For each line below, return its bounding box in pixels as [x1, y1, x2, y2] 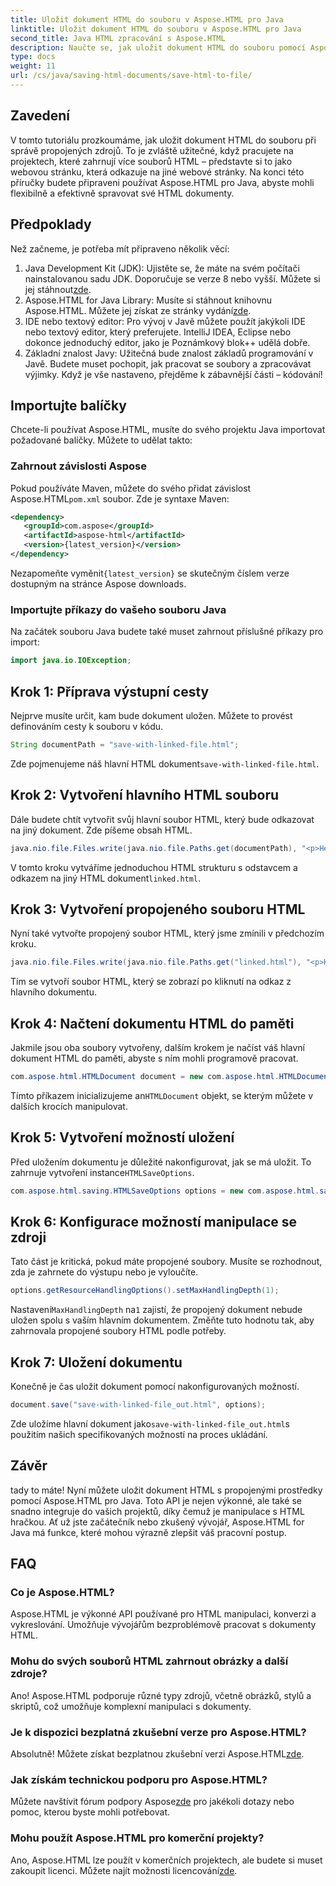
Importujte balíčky [10, 397, 127, 414]
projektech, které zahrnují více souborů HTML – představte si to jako [10, 155, 293, 167]
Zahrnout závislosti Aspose [10, 459, 147, 473]
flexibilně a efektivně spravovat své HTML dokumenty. [10, 187, 235, 199]
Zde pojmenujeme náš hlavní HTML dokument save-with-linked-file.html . [10, 757, 320, 770]
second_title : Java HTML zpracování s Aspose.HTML [10, 33, 226, 43]
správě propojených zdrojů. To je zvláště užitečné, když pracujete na [10, 144, 294, 156]
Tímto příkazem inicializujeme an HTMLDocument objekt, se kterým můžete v [10, 1089, 313, 1101]
